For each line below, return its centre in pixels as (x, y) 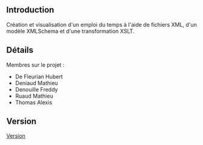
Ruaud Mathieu (34, 96)
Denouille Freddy (36, 89)
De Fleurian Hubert (39, 76)
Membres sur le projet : (36, 65)
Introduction (30, 10)
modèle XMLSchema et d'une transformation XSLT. (71, 31)
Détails (20, 50)
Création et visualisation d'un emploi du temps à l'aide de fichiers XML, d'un (102, 24)
